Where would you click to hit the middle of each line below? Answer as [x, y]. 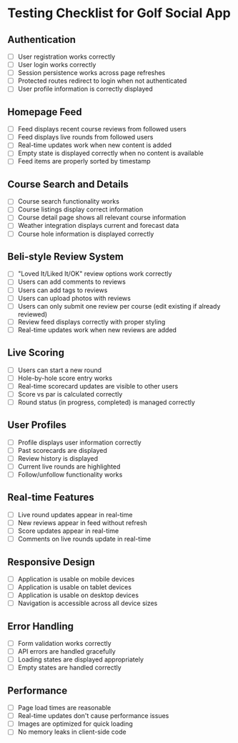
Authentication [42, 40]
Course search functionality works [69, 201]
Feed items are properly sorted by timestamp [84, 161]
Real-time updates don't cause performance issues [93, 716]
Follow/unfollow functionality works [70, 474]
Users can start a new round [60, 370]
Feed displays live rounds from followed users [85, 137]
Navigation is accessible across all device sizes [88, 603]
